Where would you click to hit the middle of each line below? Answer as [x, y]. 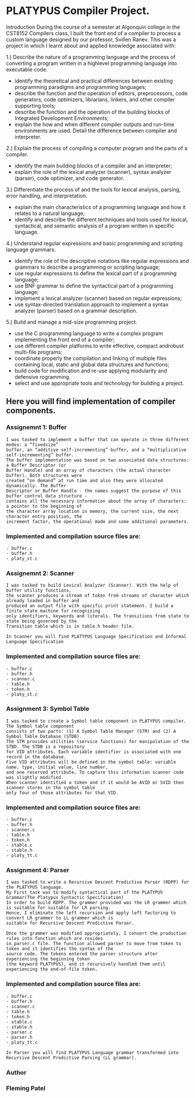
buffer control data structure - [47, 496]
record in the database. [36, 757]
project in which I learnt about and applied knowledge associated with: [91, 46]
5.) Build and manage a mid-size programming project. [72, 322]
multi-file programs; [39, 352]
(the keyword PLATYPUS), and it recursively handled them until [86, 964]
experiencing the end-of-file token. [52, 969]
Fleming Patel [26, 1088]
